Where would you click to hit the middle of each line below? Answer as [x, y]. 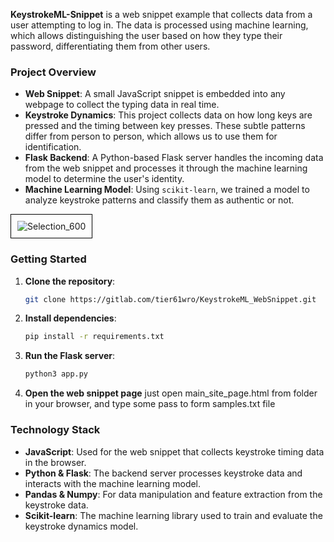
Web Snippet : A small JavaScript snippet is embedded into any [155, 94]
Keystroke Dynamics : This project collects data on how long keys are [168, 115]
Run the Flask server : [70, 356]
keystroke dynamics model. [81, 526]
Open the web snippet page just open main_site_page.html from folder [171, 393]
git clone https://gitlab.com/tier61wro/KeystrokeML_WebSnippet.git [170, 299]
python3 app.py [56, 374]
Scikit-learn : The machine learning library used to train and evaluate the [173, 515]
